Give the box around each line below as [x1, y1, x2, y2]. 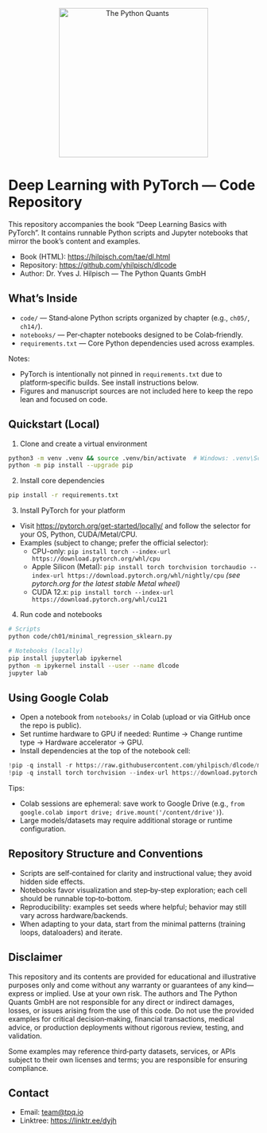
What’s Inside [8, 291, 78, 306]
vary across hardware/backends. [19, 910, 129, 920]
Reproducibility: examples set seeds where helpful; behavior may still [19, 902, 247, 912]
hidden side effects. [19, 877, 86, 886]
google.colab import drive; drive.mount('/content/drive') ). [19, 807, 224, 816]
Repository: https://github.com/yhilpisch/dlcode [19, 260, 177, 270]
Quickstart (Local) [8, 418, 101, 432]
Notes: [8, 354, 30, 363]
